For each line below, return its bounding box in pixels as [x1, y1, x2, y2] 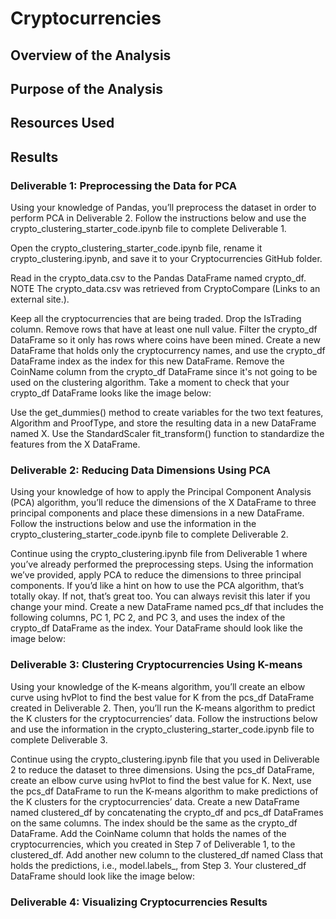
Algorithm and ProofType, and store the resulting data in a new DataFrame [10, 417, 317, 429]
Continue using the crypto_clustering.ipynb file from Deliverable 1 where [10, 548, 308, 560]
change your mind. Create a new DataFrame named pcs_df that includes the [10, 601, 324, 613]
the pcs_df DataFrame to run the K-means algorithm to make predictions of [10, 785, 319, 797]
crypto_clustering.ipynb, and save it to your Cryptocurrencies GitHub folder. [10, 253, 323, 265]
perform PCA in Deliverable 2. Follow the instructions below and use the [10, 212, 307, 224]
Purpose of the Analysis [10, 80, 163, 97]
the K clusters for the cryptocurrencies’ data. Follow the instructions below [10, 712, 318, 724]
